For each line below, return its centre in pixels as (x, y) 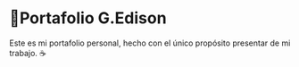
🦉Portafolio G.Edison (88, 18)
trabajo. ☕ (28, 53)
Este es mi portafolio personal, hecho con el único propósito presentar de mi (150, 43)
